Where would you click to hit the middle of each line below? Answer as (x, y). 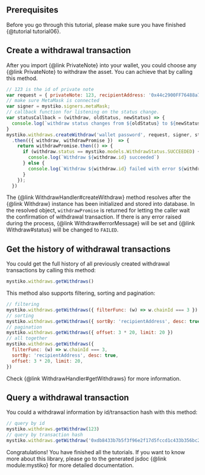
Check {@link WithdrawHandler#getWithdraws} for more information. (94, 379)
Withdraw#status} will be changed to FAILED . (63, 230)
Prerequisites (32, 10)
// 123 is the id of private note (50, 89)
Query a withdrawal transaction (68, 397)
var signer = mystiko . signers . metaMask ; (59, 106)
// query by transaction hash (45, 435)
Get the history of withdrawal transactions (88, 249)
